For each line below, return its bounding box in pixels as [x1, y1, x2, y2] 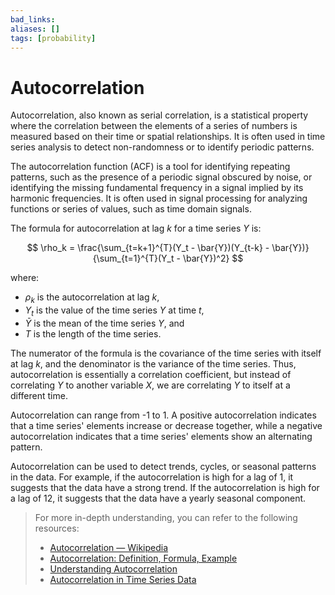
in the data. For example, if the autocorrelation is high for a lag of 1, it [10, 471, 294, 483]
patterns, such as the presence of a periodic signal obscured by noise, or [10, 171, 313, 183]
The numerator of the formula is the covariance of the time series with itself [10, 347, 322, 359]
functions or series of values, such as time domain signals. [10, 203, 252, 215]
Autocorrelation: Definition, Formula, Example [49, 552, 238, 564]
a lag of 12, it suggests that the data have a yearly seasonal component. [10, 492, 307, 504]
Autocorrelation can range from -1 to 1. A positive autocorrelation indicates [10, 409, 317, 421]
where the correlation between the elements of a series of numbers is [10, 120, 298, 132]
